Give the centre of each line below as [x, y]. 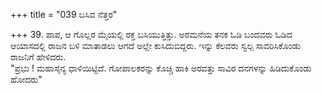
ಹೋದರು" [26, 79]
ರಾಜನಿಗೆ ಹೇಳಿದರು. [38, 57]
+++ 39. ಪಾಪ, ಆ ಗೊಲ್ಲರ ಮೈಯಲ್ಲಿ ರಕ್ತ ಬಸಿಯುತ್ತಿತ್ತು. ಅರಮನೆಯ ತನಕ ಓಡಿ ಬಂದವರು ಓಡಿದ [151, 34]
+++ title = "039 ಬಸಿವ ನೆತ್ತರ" [64, 14]
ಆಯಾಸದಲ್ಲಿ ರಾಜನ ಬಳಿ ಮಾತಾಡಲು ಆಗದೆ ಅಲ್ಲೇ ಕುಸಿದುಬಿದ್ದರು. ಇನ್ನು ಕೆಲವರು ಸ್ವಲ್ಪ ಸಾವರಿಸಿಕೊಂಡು [156, 45]
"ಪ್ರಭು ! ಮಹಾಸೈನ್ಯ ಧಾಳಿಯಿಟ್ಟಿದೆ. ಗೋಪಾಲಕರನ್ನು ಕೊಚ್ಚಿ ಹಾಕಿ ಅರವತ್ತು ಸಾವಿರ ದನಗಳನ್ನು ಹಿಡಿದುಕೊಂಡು [161, 68]
